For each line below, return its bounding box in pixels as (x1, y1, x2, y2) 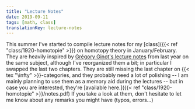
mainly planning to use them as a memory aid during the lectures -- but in (6, 78, 183, 85)
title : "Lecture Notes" (6, 8, 64, 15)
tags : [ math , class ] (6, 19, 57, 25)
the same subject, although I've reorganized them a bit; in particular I (6, 59, 172, 66)
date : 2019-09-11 (6, 14, 48, 20)
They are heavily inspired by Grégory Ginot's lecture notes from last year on (6, 53, 189, 60)
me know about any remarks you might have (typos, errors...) (6, 97, 154, 104)
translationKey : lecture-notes (6, 24, 82, 31)
